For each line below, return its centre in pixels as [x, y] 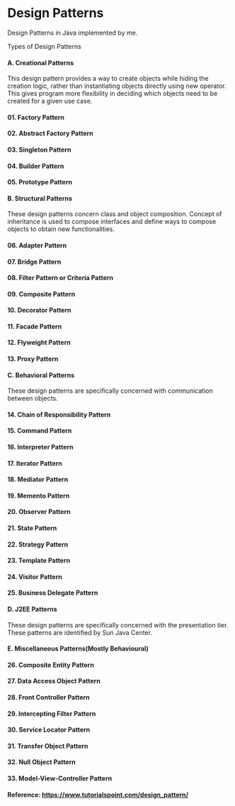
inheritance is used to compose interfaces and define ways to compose [112, 222]
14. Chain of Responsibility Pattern [59, 414]
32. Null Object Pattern [41, 762]
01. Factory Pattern [36, 117]
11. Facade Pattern [35, 326]
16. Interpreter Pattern [40, 447]
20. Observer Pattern [39, 512]
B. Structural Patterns [40, 198]
